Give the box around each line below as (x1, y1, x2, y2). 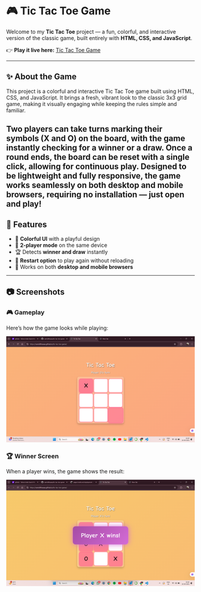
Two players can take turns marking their (6, 124, 163, 134)
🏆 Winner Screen (6, 452, 59, 461)
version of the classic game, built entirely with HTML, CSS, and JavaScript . (6, 34, 193, 41)
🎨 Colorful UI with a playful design (14, 235, 100, 242)
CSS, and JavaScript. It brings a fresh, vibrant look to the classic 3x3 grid (6, 93, 187, 101)
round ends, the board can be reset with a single (6, 152, 190, 162)
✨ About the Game (6, 72, 77, 82)
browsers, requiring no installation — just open (6, 189, 185, 200)
